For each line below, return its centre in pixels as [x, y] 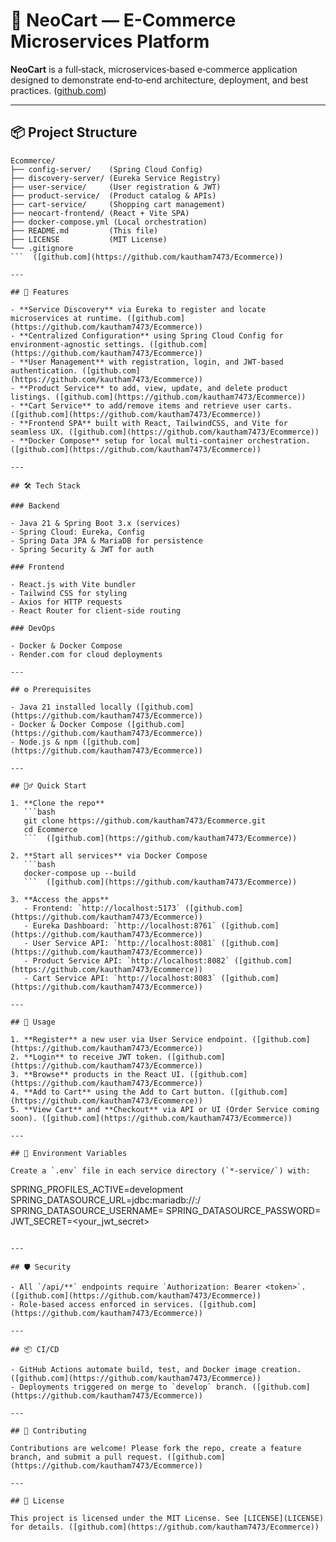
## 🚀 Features [40, 292]
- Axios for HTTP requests [66, 602]
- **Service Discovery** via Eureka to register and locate [138, 309]
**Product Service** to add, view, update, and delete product [153, 388]
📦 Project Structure [74, 132]
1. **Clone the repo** [57, 803]
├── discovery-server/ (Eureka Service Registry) [116, 178]
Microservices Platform [110, 41]
